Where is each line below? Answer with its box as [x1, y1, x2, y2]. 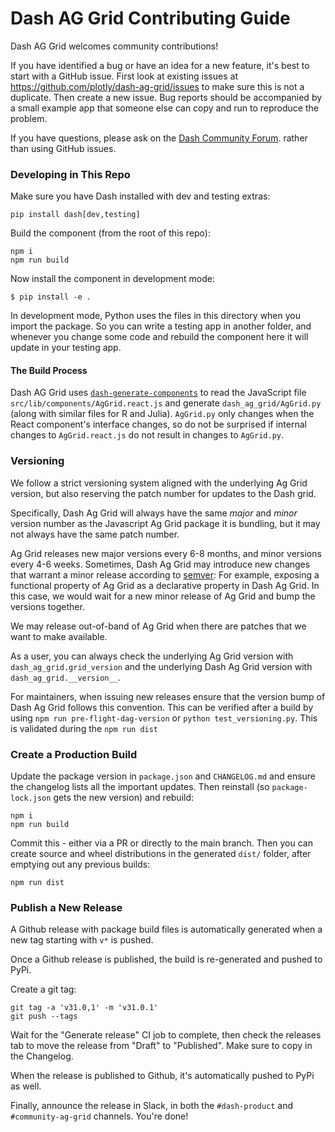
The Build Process [10, 364, 88, 376]
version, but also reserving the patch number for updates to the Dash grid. [10, 487, 317, 499]
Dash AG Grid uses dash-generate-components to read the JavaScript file [10, 387, 307, 399]
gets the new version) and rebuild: [53, 792, 195, 804]
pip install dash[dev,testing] [10, 210, 141, 220]
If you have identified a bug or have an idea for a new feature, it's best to [10, 59, 310, 71]
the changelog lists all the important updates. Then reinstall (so [10, 781, 270, 793]
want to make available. [10, 630, 108, 642]
